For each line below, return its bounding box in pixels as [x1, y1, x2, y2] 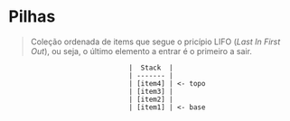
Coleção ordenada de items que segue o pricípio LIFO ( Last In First [30, 36, 281, 47]
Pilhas [8, 6, 56, 27]
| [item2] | [128, 95, 173, 104]
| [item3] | [128, 87, 173, 96]
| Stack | [128, 63, 173, 72]
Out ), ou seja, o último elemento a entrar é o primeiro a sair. [30, 45, 252, 56]
